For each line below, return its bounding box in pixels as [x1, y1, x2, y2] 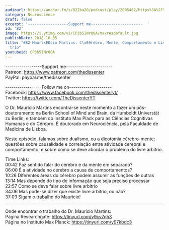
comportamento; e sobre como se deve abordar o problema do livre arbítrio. [5, 146, 163, 152]
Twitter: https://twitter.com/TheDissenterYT [5, 94, 96, 101]
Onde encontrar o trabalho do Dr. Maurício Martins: [5, 208, 112, 214]
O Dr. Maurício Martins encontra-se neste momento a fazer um [5, 104, 136, 110]
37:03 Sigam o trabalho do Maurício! [5, 194, 81, 200]
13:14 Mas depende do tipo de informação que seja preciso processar [5, 178, 150, 184]
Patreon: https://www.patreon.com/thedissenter [5, 69, 105, 75]
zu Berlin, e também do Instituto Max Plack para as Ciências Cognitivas [5, 115, 153, 121]
